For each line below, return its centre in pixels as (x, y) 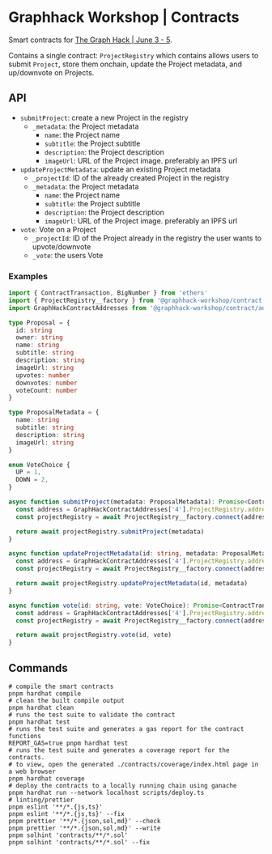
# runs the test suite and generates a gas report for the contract (126, 729)
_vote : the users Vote (68, 255)
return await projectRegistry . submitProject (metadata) (110, 531)
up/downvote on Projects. (51, 72)
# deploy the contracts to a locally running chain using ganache (123, 785)
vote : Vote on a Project (58, 229)
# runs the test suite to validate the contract (92, 715)
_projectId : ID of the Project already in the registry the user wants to (147, 238)
